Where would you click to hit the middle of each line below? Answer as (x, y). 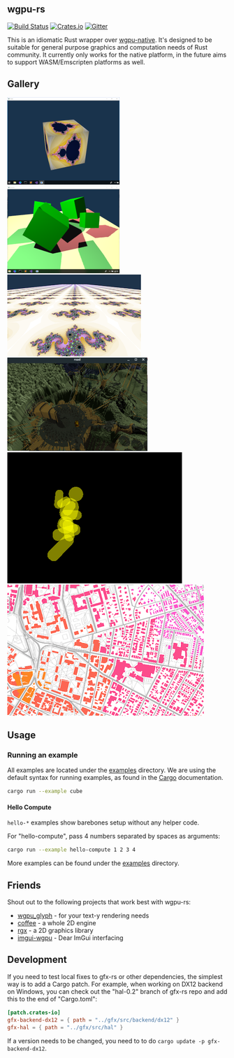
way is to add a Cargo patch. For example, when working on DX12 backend (115, 984)
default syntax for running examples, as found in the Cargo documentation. (115, 778)
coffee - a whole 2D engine (57, 923)
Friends (24, 885)
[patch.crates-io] (34, 1013)
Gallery (23, 84)
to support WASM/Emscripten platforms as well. (76, 62)
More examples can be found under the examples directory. (93, 863)
